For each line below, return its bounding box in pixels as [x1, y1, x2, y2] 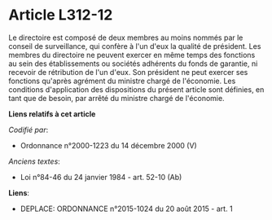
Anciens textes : [8, 156, 61, 166]
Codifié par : [8, 125, 49, 134]
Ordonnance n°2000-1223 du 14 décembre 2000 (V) [20, 140, 197, 150]
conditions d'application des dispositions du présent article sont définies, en [8, 84, 265, 95]
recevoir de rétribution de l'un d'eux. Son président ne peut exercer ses [8, 67, 248, 77]
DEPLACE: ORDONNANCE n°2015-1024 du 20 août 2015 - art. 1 [20, 204, 234, 213]
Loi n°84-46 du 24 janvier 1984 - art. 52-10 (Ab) [20, 172, 182, 182]
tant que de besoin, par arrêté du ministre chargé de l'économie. [8, 93, 226, 103]
